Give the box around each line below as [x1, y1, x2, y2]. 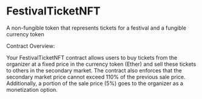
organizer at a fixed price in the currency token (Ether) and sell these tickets [6, 60, 197, 68]
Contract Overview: [6, 42, 55, 49]
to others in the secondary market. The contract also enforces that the [6, 66, 182, 74]
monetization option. [6, 86, 58, 93]
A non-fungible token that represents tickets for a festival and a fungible [6, 24, 187, 31]
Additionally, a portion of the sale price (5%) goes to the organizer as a [6, 80, 184, 87]
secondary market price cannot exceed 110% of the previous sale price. [6, 73, 186, 80]
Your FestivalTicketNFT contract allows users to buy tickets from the [6, 54, 178, 61]
